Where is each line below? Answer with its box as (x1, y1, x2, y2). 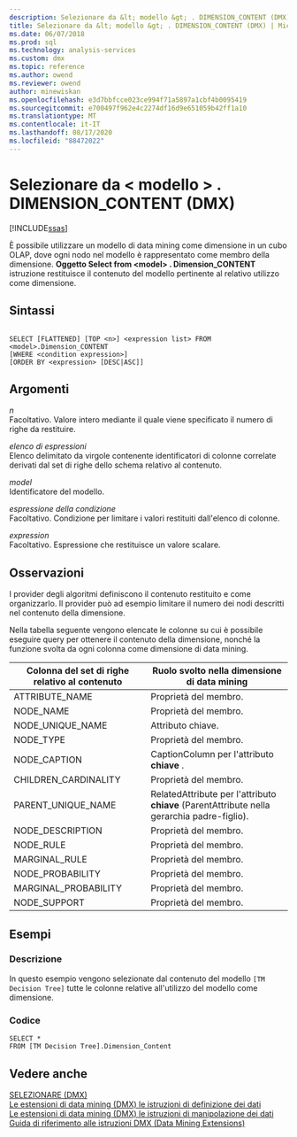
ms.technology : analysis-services (9, 46, 137, 55)
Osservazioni (9, 565, 85, 580)
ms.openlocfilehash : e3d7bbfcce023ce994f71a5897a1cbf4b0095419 (9, 95, 247, 104)
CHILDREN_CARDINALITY (13, 774, 121, 786)
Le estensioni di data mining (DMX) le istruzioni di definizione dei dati (9, 1099, 262, 1110)
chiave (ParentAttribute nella (149, 799, 270, 811)
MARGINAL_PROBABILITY (13, 882, 122, 894)
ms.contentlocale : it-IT (9, 120, 101, 129)
